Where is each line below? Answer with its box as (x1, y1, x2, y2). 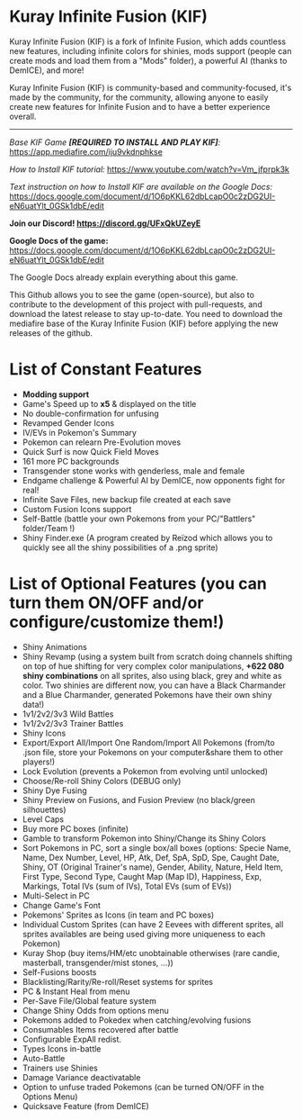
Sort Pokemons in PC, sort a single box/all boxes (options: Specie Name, (22, 842, 292, 853)
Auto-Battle (22, 1052, 66, 1063)
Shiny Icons (22, 727, 67, 738)
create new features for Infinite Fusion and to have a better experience (9, 101, 271, 112)
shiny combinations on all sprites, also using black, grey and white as (22, 670, 282, 681)
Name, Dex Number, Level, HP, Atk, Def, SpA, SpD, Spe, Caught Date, (22, 852, 280, 863)
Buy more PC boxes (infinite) (22, 823, 129, 834)
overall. (9, 111, 37, 122)
